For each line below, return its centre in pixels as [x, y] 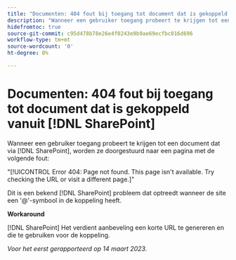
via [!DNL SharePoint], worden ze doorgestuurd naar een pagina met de [111, 150]
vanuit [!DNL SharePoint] [81, 124]
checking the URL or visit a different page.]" [71, 179]
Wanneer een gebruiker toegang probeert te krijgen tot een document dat [114, 143]
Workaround [26, 214]
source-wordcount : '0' [40, 46]
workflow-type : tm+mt [39, 40]
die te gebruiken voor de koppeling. [59, 235]
